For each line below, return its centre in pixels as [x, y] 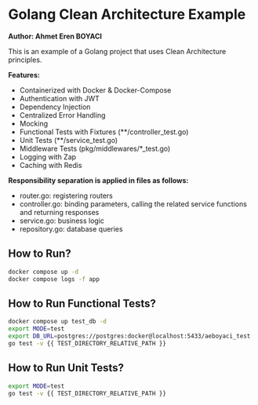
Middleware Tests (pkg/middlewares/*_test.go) [95, 148]
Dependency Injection [55, 107]
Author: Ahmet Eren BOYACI [55, 36]
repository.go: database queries [71, 228]
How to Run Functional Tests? [82, 303]
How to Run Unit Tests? [66, 368]
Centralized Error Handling [62, 115]
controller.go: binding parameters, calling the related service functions [133, 204]
